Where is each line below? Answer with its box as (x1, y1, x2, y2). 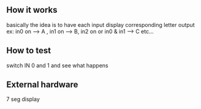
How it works (6, 5, 58, 15)
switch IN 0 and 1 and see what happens (6, 61, 108, 69)
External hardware (6, 80, 78, 90)
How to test (6, 45, 51, 56)
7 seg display (6, 96, 40, 103)
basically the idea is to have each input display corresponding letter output (6, 21, 195, 28)
